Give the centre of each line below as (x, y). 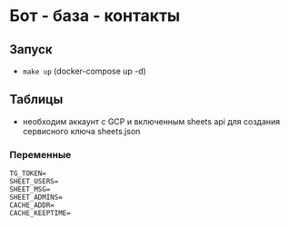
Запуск (31, 49)
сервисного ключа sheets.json (81, 131)
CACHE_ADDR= (32, 205)
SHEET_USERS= (34, 182)
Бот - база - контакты (95, 16)
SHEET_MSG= (30, 190)
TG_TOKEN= (28, 173)
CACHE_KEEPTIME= (40, 213)
